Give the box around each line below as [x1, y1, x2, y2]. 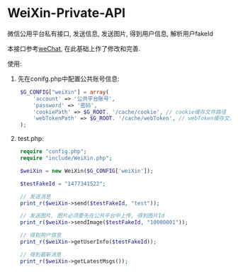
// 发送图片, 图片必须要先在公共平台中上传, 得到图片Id [20, 212, 165, 220]
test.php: [17, 135, 44, 143]
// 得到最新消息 [20, 251, 62, 258]
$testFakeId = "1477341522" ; [20, 180, 106, 187]
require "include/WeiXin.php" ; [20, 154, 113, 162]
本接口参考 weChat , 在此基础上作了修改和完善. [7, 44, 141, 52]
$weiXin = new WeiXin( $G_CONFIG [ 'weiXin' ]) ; [20, 167, 154, 174]
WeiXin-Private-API [7, 5, 126, 21]
